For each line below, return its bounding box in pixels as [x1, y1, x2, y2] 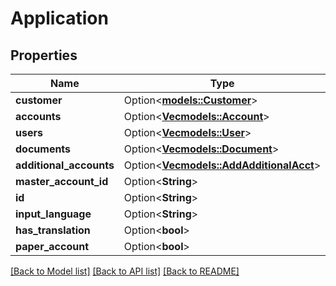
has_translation [15, 223, 91, 237]
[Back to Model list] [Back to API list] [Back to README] [10, 265, 240, 277]
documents [15, 142, 72, 156]
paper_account [15, 240, 89, 253]
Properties [10, 47, 78, 64]
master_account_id [15, 175, 109, 188]
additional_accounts [15, 158, 115, 172]
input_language [15, 207, 92, 221]
